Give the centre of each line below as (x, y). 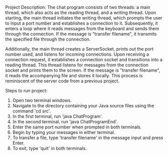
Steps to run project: (26, 91)
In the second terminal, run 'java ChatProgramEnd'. (65, 122)
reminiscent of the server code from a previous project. (62, 81)
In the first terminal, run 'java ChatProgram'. (57, 116)
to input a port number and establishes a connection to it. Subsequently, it (81, 23)
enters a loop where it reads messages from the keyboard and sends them (82, 29)
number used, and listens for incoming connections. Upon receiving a (77, 54)
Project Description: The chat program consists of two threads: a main (78, 7)
